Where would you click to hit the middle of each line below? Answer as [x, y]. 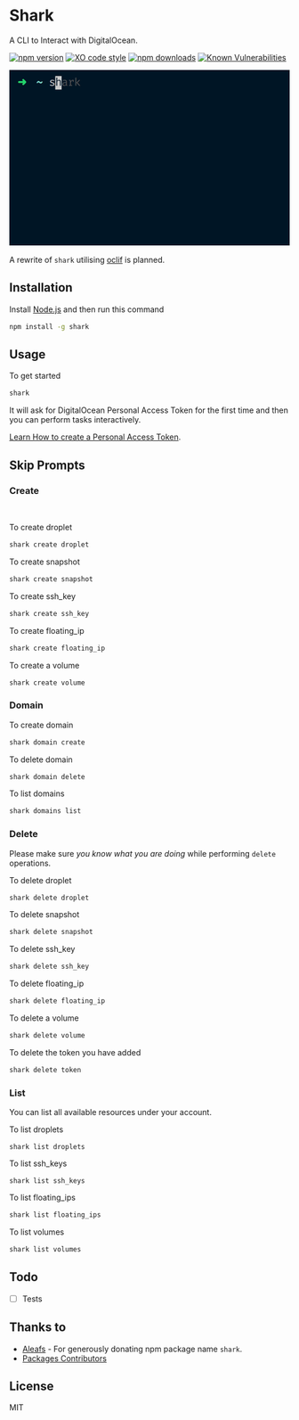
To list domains [37, 793]
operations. [30, 863]
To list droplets [36, 1129]
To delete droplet [40, 880]
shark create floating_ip [57, 648]
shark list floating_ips [55, 1215]
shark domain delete [48, 776]
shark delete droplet [49, 898]
